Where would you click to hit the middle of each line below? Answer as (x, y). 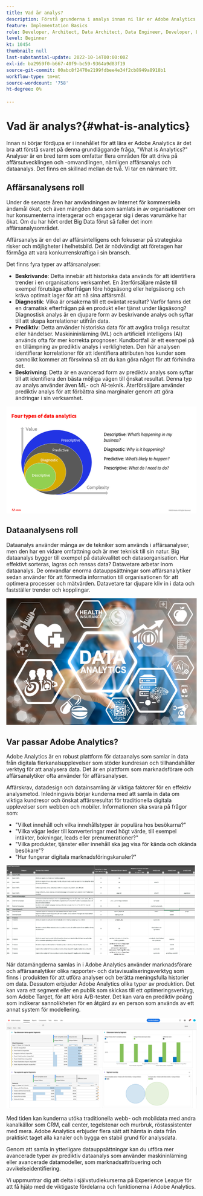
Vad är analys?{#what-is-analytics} (98, 126)
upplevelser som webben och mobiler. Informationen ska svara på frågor (97, 807)
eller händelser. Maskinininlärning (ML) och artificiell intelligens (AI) (99, 334)
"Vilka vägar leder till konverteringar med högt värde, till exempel (96, 832)
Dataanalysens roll (42, 530)
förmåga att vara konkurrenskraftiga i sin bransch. (69, 252)
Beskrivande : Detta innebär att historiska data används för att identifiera (105, 276)
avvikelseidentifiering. (34, 1169)
